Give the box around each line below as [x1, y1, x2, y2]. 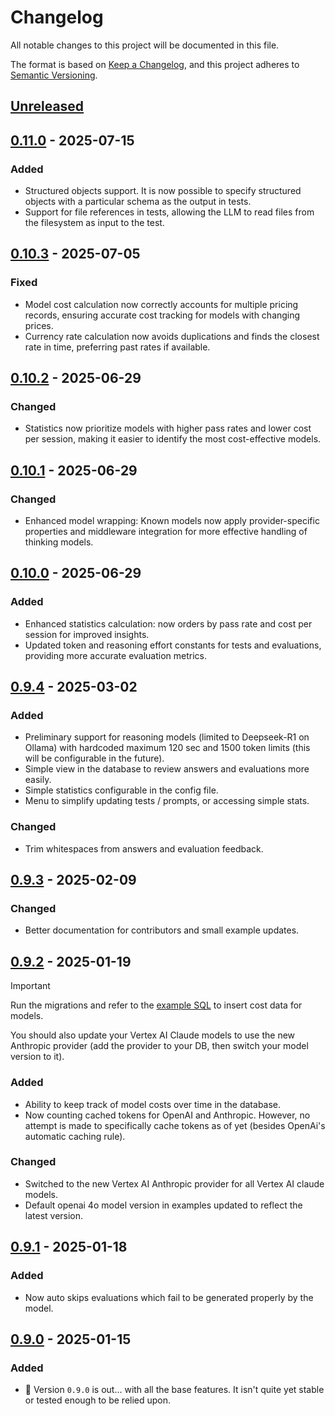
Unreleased [10, 98, 85, 115]
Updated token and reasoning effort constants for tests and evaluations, [24, 639, 322, 651]
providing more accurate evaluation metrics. [24, 649, 208, 661]
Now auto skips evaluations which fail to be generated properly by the [24, 1291, 314, 1303]
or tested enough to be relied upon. [24, 1394, 172, 1406]
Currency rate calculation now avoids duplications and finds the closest [24, 330, 320, 342]
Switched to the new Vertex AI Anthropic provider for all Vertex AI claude [24, 1177, 325, 1190]
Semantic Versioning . [10, 69, 98, 81]
